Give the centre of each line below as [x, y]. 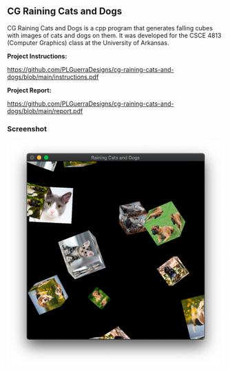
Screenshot [27, 129]
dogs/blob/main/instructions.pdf [53, 77]
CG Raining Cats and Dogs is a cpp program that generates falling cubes [110, 28]
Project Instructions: [37, 56]
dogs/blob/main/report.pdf [45, 111]
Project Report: [29, 90]
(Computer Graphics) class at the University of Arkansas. [88, 42]
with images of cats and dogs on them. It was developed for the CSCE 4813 [114, 35]
